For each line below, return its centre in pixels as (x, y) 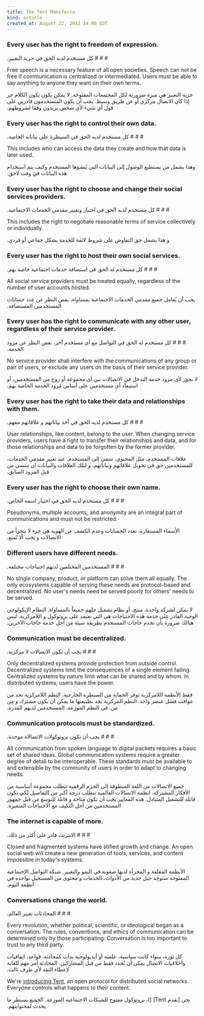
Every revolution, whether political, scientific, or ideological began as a (95, 925)
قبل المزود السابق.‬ (28, 472)
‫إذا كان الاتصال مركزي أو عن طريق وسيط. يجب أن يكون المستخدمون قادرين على (98, 101)
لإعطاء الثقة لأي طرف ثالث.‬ (38, 969)
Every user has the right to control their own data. (82, 123)
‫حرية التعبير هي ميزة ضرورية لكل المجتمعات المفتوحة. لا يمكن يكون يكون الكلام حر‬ (100, 95)
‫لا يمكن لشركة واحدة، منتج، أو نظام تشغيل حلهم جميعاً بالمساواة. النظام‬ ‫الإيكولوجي (100, 609)
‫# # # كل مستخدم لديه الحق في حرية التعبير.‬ (57, 58)
